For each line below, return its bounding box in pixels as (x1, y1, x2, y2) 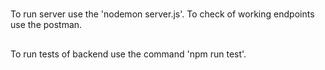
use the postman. (10, 19, 83, 31)
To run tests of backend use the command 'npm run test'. (10, 48, 247, 60)
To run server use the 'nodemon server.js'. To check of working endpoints (10, 8, 315, 20)
